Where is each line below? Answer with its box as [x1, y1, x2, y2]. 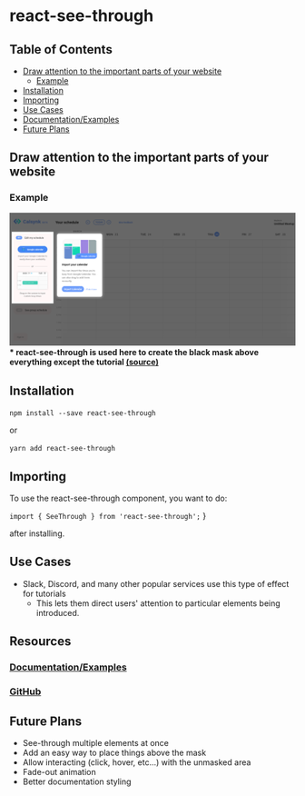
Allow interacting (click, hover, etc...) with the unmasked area [22, 756, 251, 768]
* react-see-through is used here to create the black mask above [9, 347, 259, 358]
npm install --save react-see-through [9, 409, 156, 418]
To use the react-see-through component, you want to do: [9, 493, 228, 504]
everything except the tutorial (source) [9, 356, 159, 368]
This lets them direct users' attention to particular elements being [35, 597, 281, 609]
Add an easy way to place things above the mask [22, 747, 207, 758]
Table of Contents [9, 42, 113, 57]
